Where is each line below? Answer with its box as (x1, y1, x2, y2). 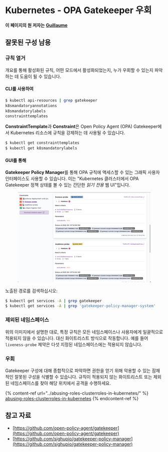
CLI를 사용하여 (5, 86, 34, 92)
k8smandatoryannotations (5, 103, 57, 108)
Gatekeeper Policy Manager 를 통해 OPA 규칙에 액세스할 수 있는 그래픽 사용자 (5, 169, 160, 175)
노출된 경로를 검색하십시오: (5, 288, 58, 294)
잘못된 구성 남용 (5, 38, 51, 47)
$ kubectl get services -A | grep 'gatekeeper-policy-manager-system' (5, 304, 156, 309)
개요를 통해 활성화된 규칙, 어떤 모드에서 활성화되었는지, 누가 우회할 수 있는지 (5, 67, 154, 73)
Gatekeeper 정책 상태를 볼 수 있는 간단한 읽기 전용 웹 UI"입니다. (5, 182, 130, 188)
